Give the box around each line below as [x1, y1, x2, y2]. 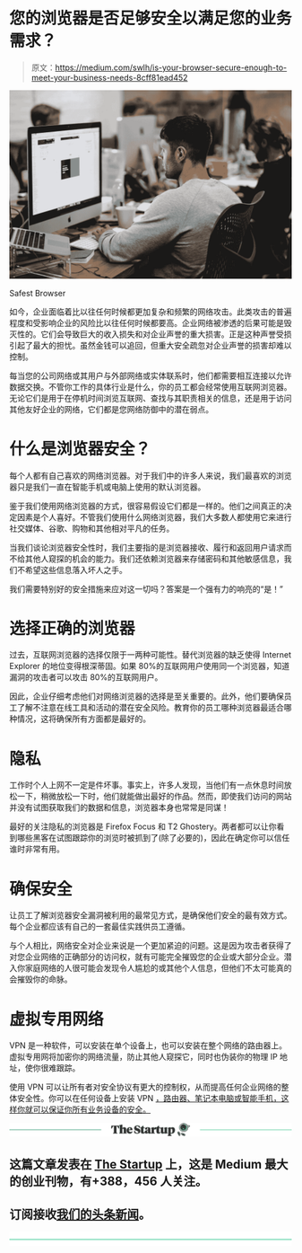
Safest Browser [9, 287, 66, 298]
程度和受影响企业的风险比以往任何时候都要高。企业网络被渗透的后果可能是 [9, 317, 284, 328]
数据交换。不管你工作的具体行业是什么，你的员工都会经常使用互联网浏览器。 [9, 381, 292, 392]
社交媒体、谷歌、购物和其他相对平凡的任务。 [9, 523, 175, 534]
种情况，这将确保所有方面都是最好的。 [9, 713, 151, 724]
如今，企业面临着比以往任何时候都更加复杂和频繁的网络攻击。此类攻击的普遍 [9, 306, 292, 317]
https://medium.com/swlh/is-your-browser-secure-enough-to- [55, 62, 288, 73]
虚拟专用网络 [9, 1009, 105, 1029]
